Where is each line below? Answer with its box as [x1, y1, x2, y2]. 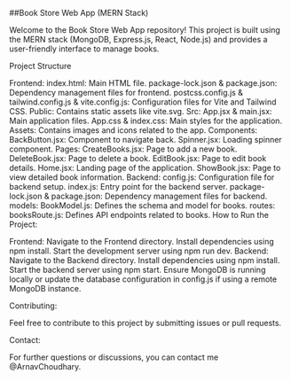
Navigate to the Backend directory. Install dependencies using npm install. [9, 255, 280, 265]
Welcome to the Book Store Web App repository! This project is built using [9, 25, 281, 35]
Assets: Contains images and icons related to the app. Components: [9, 125, 258, 136]
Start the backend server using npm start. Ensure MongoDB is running [9, 265, 266, 275]
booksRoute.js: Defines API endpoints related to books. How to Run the [9, 210, 269, 220]
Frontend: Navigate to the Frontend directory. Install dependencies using [9, 237, 275, 246]
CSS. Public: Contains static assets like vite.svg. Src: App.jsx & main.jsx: [9, 106, 272, 116]
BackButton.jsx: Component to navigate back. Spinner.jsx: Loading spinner [9, 135, 282, 144]
